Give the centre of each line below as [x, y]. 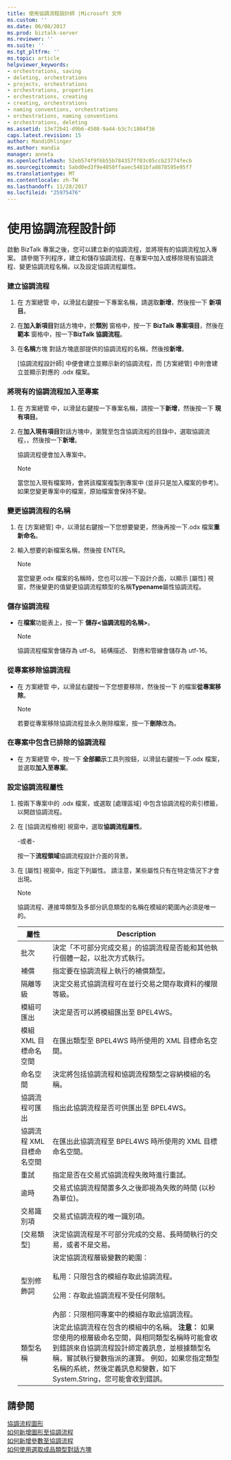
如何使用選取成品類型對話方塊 [49, 1449]
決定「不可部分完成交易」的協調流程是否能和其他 [132, 948]
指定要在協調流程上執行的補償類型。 [111, 971]
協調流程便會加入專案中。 [53, 455]
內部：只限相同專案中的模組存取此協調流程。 [125, 1315]
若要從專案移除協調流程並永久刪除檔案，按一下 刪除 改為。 [98, 723]
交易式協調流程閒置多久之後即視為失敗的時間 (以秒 [134, 1188]
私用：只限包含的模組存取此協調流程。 [114, 1277]
